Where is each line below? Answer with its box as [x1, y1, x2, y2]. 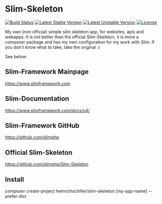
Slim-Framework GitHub [5, 121, 80, 129]
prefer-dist [5, 193, 27, 199]
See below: [5, 53, 28, 59]
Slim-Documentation [5, 94, 69, 103]
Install [5, 175, 24, 184]
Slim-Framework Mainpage [5, 68, 89, 76]
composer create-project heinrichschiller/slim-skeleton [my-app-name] [5, 188, 147, 194]
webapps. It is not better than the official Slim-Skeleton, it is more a [5, 34, 139, 40]
